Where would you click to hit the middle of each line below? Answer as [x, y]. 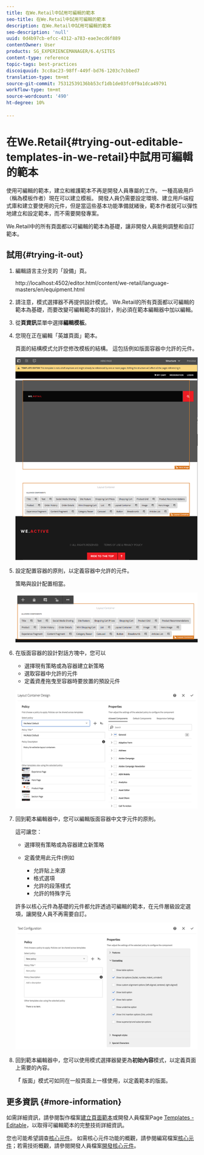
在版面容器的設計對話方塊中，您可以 [60, 653]
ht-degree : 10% [25, 103]
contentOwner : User [31, 45]
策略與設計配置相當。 [42, 584]
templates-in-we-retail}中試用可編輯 [100, 157]
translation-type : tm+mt [38, 77]
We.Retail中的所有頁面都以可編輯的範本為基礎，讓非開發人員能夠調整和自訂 [100, 226]
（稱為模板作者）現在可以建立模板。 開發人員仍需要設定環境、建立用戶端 [97, 198]
